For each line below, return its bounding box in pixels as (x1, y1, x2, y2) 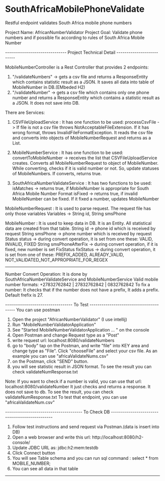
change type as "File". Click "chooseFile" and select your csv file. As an (12, 348, 158, 354)
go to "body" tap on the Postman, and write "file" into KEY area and (12, 342, 149, 348)
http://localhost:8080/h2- (92, 434, 144, 440)
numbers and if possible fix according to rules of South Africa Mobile (5, 35, 145, 40)
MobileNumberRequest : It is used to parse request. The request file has (5, 205, 151, 211)
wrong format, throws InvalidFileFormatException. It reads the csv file (12, 129, 153, 135)
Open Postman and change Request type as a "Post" (12, 332, 119, 338)
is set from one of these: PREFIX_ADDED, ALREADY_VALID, (5, 252, 124, 258)
